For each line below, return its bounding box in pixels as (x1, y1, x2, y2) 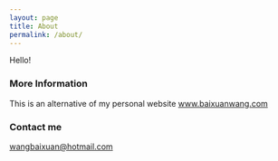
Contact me (9, 120, 62, 133)
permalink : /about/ (9, 30, 83, 39)
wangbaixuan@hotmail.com (9, 141, 113, 152)
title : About (9, 22, 59, 31)
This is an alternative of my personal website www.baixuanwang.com (9, 98, 269, 109)
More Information (9, 78, 88, 90)
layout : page (9, 13, 59, 23)
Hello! (9, 55, 32, 66)
